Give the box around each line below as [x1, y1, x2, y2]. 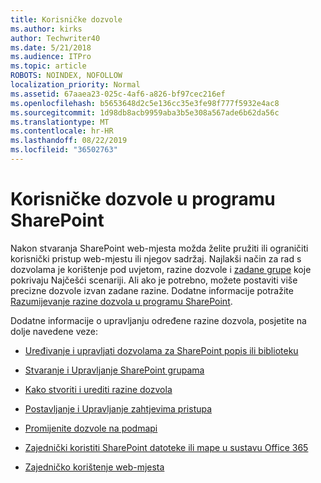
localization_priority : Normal [10, 80, 141, 90]
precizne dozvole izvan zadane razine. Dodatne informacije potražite [10, 284, 294, 296]
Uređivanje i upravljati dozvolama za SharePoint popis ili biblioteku [24, 344, 299, 356]
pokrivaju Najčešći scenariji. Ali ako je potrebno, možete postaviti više [10, 274, 298, 286]
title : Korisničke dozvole [10, 14, 123, 25]
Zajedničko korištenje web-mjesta [24, 461, 165, 473]
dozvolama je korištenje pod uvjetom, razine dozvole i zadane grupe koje [10, 263, 312, 275]
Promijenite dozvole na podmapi [24, 422, 158, 434]
